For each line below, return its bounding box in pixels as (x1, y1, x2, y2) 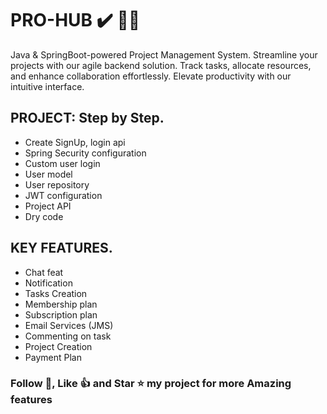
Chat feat (24, 266, 64, 278)
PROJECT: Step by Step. (10, 110, 165, 127)
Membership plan (24, 298, 98, 310)
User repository (24, 178, 90, 191)
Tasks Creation (24, 287, 88, 299)
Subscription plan (24, 308, 98, 321)
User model (24, 168, 73, 180)
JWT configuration (24, 189, 103, 201)
